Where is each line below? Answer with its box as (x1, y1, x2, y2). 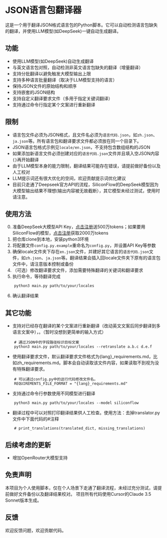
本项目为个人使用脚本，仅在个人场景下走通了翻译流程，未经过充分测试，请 (5, 485, 158, 491)
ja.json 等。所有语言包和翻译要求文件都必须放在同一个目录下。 (12, 138, 142, 144)
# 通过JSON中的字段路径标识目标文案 (14, 340, 80, 345)
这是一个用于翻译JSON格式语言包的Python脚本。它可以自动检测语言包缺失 (5, 22, 158, 28)
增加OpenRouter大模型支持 (12, 455, 68, 461)
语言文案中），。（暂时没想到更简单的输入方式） (12, 329, 106, 335)
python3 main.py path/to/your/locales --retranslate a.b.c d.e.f (14, 344, 153, 349)
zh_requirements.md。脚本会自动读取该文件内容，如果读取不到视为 (16, 360, 155, 366)
